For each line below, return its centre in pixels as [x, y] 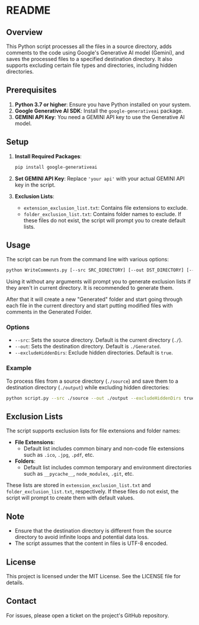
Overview [25, 32]
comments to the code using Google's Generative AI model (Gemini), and [95, 53]
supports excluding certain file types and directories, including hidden [92, 65]
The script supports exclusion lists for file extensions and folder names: [93, 431]
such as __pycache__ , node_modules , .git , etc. [79, 474]
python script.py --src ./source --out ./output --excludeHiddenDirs [94, 398]
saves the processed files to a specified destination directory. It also [89, 59]
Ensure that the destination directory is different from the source [93, 531]
